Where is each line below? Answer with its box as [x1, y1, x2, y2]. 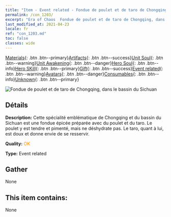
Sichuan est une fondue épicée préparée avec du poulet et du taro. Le [5, 120, 153, 126]
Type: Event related [5, 150, 47, 156]
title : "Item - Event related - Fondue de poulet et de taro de [5, 7, 145, 13]
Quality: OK [5, 141, 31, 147]
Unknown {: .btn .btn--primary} [15, 76, 79, 82]
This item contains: [5, 193, 68, 202]
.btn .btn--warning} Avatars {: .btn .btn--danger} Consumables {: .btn [5, 71, 146, 77]
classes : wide [5, 41, 36, 46]
